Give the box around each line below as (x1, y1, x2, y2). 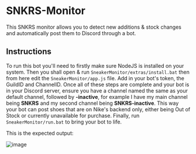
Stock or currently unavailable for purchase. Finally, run (6, 112, 140, 119)
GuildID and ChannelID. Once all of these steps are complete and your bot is (6, 81, 190, 88)
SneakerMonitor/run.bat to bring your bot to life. (6, 118, 122, 125)
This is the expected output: (6, 129, 74, 136)
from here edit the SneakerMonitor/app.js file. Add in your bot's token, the (6, 74, 184, 81)
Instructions (6, 47, 51, 57)
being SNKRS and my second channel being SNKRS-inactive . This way (6, 100, 179, 107)
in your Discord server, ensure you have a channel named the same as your (6, 87, 188, 94)
